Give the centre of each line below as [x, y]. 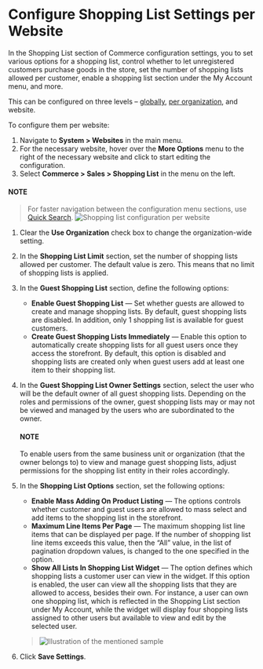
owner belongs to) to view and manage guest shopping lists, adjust [128, 462]
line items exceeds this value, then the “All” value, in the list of [131, 543]
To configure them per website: [59, 125]
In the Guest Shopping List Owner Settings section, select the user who [137, 386]
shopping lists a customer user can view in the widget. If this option [141, 576]
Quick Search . [50, 218]
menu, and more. [36, 86]
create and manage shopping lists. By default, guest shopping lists [139, 312]
